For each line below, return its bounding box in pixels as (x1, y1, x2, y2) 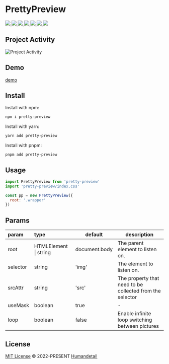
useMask (8, 302, 29, 309)
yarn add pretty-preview (5, 133, 57, 138)
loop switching (117, 316, 152, 323)
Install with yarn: (5, 123, 39, 129)
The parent (117, 240, 144, 247)
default (85, 231, 103, 238)
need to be (117, 281, 143, 288)
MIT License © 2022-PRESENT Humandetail (5, 353, 98, 359)
